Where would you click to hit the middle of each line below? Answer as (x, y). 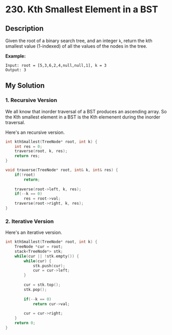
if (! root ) (25, 175)
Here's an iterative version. (34, 232)
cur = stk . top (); (42, 285)
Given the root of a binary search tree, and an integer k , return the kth (79, 41)
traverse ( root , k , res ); (41, 151)
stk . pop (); (35, 289)
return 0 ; (25, 323)
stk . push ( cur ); (49, 266)
